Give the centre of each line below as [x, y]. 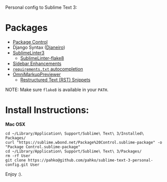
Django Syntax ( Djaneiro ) [39, 47]
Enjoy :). [14, 174]
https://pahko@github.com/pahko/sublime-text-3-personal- [90, 160]
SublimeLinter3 [28, 52]
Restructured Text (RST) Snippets [55, 80]
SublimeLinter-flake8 [42, 58]
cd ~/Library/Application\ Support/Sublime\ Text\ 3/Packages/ [74, 151]
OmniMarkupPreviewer [37, 74]
